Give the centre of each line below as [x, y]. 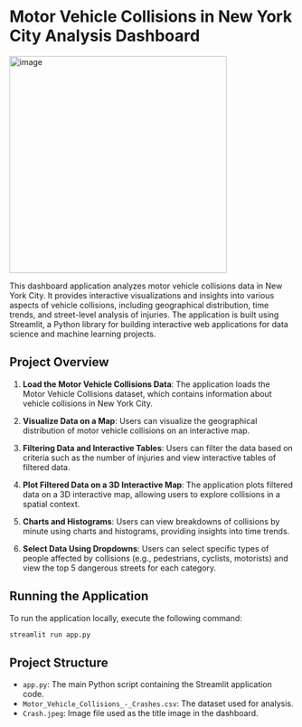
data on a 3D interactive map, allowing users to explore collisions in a [151, 494]
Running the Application [79, 596]
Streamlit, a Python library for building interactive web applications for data [149, 324]
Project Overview [59, 362]
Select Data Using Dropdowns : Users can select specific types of [146, 548]
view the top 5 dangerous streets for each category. [119, 568]
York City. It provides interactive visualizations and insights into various [142, 295]
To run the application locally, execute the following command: [126, 618]
